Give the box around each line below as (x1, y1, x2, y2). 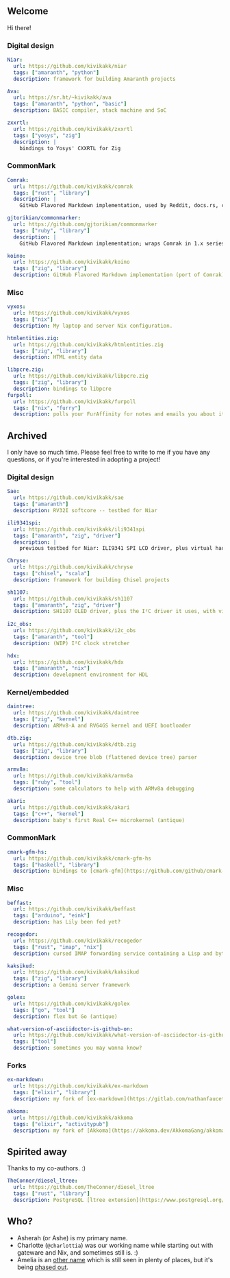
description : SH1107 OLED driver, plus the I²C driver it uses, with (13, 608, 216, 615)
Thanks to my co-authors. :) (7, 1164, 86, 1172)
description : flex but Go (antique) (13, 1013, 118, 1020)
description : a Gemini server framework (13, 982, 130, 989)
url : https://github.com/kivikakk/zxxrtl (13, 125, 133, 132)
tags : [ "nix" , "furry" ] (13, 405, 81, 411)
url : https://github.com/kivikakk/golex (13, 1000, 130, 1007)
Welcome (7, 5, 49, 17)
